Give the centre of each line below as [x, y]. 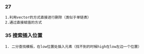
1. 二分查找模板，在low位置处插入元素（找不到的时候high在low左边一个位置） [73, 46]
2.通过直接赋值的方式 [24, 22]
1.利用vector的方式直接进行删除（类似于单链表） [48, 18]
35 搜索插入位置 [24, 35]
